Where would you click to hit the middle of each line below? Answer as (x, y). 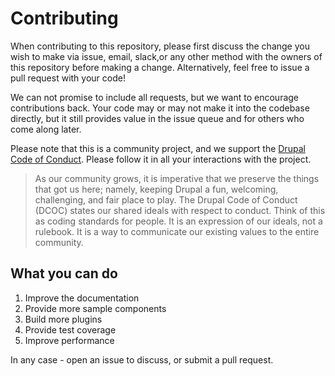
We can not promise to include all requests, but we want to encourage (155, 97)
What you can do (64, 273)
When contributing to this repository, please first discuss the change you (160, 46)
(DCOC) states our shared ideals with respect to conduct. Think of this (180, 210)
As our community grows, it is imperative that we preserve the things (177, 178)
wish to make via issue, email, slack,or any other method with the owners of (166, 56)
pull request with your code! (68, 78)
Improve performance (69, 340)
